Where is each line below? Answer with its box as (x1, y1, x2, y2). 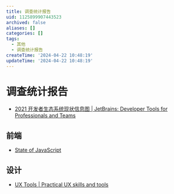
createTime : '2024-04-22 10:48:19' (6, 52, 93, 58)
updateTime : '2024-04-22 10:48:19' (6, 58, 93, 63)
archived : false (6, 19, 46, 25)
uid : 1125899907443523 (6, 14, 62, 20)
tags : (6, 36, 19, 42)
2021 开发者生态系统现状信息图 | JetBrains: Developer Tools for (14, 105, 168, 112)
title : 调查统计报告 (6, 8, 51, 15)
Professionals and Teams (14, 112, 76, 119)
